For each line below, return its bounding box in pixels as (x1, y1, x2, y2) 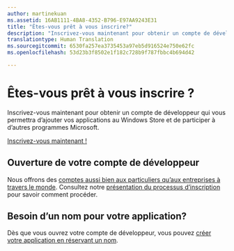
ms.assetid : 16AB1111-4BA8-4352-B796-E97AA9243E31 (7, 17, 157, 24)
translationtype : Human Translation (7, 36, 114, 43)
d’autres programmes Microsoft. (7, 123, 100, 131)
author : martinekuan (7, 10, 68, 17)
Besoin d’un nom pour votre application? (7, 211, 187, 222)
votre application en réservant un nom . (7, 236, 118, 245)
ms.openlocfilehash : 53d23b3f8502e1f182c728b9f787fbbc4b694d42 (7, 50, 195, 56)
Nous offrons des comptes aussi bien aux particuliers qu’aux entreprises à (7, 175, 221, 183)
